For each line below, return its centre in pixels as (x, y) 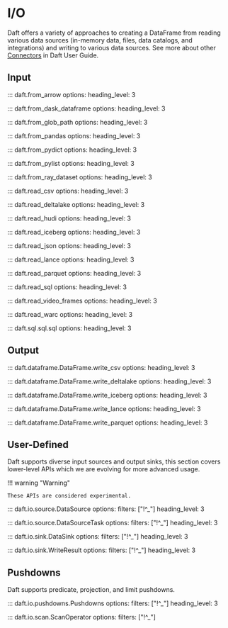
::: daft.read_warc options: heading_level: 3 (70, 314)
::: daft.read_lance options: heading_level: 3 (71, 259)
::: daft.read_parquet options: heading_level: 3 (74, 273)
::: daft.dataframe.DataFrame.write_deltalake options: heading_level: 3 (109, 381)
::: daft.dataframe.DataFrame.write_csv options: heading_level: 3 (101, 367)
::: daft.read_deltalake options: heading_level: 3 (76, 204)
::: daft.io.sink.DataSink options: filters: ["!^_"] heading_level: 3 (98, 537)
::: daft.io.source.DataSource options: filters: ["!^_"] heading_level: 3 (106, 509)
